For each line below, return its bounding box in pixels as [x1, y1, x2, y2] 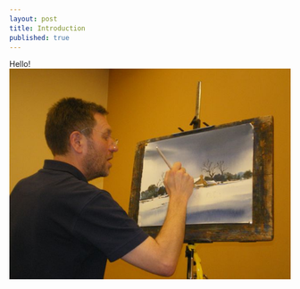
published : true [9, 33, 70, 42]
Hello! [9, 59, 31, 70]
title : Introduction [9, 23, 87, 33]
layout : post [9, 14, 58, 23]
